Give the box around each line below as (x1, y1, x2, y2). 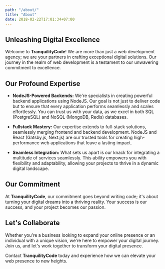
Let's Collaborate (5, 219, 60, 227)
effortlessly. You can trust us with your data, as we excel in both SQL (12, 109, 154, 115)
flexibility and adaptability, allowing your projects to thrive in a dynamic (12, 160, 159, 166)
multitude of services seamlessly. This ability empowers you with (12, 155, 146, 161)
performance (12, 140, 40, 146)
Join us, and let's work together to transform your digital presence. (5, 242, 143, 249)
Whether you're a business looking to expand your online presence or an (5, 232, 155, 238)
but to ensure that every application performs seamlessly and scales (12, 104, 154, 109)
